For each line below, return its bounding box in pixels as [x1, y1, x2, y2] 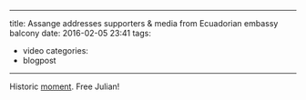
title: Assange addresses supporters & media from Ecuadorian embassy [9, 18, 279, 28]
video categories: [22, 45, 89, 55]
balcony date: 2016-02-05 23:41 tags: [9, 28, 152, 38]
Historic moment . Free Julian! [9, 81, 120, 92]
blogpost [22, 55, 56, 65]
